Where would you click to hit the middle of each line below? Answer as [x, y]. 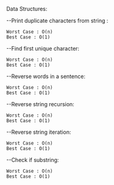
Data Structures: [27, 9]
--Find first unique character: [43, 49]
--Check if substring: [33, 160]
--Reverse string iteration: [39, 132]
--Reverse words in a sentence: [46, 76]
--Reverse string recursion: [40, 104]
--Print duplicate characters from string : [57, 20]
